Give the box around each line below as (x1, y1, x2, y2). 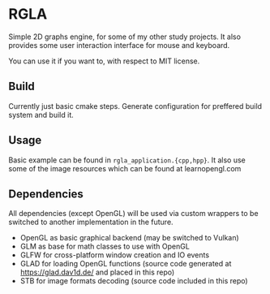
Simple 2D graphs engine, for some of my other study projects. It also (8, 32, 242, 41)
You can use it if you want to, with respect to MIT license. (8, 56, 200, 66)
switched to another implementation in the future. (8, 217, 174, 227)
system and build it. (8, 110, 75, 119)
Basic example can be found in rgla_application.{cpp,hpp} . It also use (8, 155, 246, 165)
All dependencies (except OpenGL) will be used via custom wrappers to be (8, 209, 259, 218)
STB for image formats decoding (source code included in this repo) (19, 276, 249, 286)
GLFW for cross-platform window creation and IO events (19, 250, 209, 260)
